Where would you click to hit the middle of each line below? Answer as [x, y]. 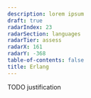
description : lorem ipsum [45, 14]
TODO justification [34, 87]
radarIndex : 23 [30, 27]
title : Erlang [28, 67]
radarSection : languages [44, 34]
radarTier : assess [34, 40]
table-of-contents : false [45, 60]
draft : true [25, 21]
